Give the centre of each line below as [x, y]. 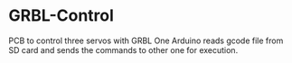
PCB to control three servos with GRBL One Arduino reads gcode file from [146, 40]
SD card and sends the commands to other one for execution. [123, 49]
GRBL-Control [61, 16]
